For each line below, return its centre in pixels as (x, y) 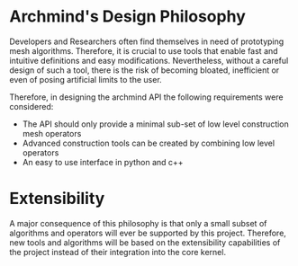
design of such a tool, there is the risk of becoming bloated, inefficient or (144, 70)
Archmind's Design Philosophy (127, 17)
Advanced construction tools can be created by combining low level (149, 143)
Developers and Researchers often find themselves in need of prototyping (147, 41)
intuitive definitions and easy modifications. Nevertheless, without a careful (149, 60)
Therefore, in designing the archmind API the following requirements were (146, 97)
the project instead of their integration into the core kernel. (118, 252)
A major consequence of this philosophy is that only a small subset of (138, 223)
